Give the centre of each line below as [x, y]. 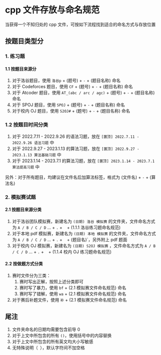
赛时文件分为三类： [31, 276]
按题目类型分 [24, 41]
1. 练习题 [15, 56]
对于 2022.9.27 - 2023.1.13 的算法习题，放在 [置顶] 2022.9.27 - [76, 149]
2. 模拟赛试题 [20, 197]
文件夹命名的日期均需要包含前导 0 [46, 329]
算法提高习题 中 [26, 167]
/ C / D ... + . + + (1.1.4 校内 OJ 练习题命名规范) [62, 252]
